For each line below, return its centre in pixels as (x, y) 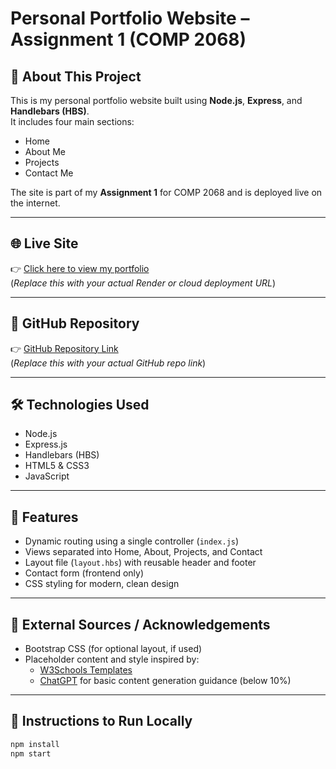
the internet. (35, 203)
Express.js (46, 444)
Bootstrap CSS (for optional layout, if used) (113, 649)
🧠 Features (44, 517)
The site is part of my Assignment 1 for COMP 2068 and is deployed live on (166, 192)
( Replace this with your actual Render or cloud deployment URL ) (143, 283)
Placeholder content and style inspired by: (112, 659)
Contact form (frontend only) (84, 573)
